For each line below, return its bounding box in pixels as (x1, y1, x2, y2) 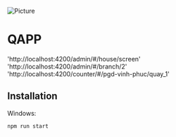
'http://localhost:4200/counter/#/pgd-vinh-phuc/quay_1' (7, 69, 170, 78)
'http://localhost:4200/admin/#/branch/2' (7, 62, 127, 71)
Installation (7, 90, 58, 102)
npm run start (7, 122, 49, 130)
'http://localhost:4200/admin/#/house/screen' (7, 54, 141, 63)
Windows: (7, 109, 37, 117)
